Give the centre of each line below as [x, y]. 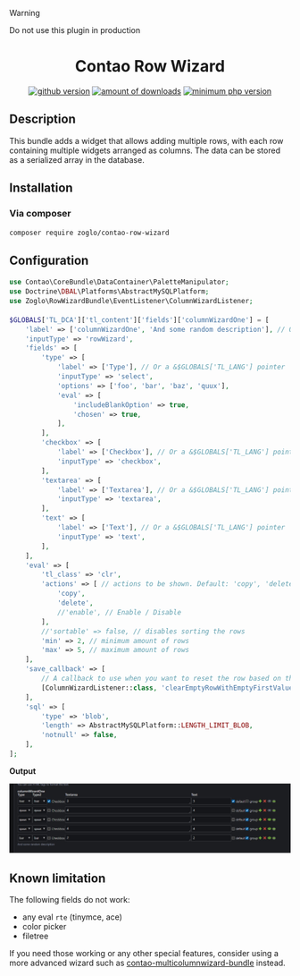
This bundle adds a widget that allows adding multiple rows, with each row [146, 140]
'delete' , [75, 603]
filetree [35, 936]
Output [23, 771]
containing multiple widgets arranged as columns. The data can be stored [145, 150]
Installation [41, 188]
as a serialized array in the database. [77, 159]
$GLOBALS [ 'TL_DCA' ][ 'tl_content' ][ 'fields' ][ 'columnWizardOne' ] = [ [139, 320]
